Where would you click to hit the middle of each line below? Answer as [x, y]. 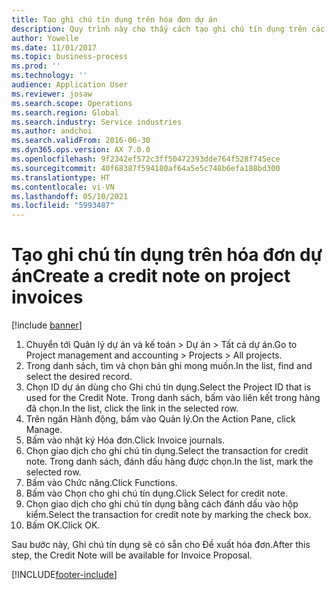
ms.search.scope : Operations [72, 103]
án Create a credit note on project [151, 276]
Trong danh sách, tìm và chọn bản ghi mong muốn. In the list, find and [169, 366]
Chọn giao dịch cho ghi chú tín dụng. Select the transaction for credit [167, 451]
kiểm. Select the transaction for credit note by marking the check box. [168, 515]
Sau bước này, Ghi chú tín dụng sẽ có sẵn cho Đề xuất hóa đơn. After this [161, 545]
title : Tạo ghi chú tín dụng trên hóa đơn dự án [114, 19]
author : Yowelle [45, 38]
